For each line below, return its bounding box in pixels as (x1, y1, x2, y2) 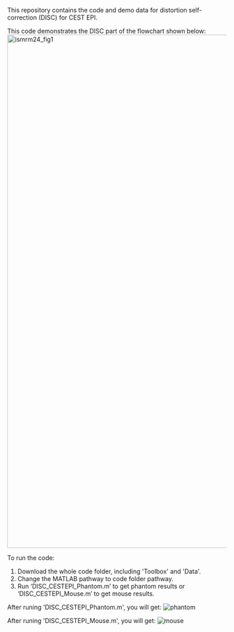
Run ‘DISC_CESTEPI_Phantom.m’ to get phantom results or (17, 582, 185, 590)
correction (7, 13, 37, 22)
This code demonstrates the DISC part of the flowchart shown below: (7, 27, 207, 35)
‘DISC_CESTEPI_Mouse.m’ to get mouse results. (17, 589, 155, 598)
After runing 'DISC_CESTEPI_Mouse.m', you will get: (7, 617, 156, 624)
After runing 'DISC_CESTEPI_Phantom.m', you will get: (7, 603, 162, 611)
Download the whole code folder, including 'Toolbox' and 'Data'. (17, 567, 201, 575)
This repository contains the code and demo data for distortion (7, 6, 187, 14)
